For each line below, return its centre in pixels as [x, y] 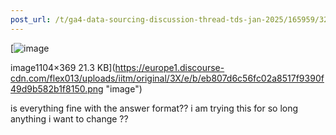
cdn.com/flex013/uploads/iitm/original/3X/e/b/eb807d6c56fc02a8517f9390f [167, 78]
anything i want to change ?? [69, 118]
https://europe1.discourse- [169, 67]
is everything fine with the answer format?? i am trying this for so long [154, 108]
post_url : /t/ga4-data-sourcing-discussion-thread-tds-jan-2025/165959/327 [171, 19]
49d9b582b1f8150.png [57, 88]
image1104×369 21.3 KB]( [63, 67]
